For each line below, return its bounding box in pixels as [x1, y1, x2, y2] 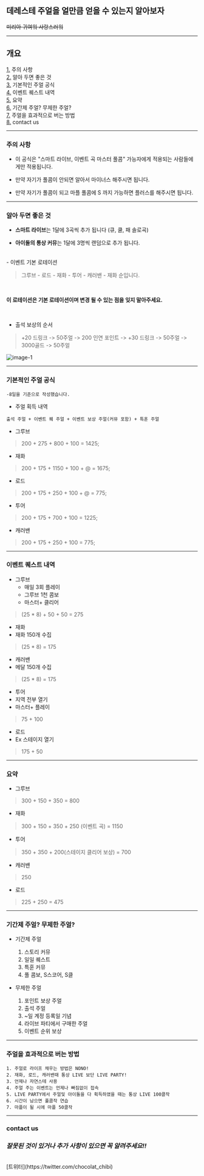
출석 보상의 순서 [15, 321, 53, 328]
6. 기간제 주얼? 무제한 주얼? [6, 104, 72, 111]
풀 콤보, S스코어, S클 [24, 971, 73, 979]
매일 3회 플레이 [24, 583, 61, 590]
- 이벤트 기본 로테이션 [6, 258, 58, 266]
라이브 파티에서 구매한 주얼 [24, 1020, 88, 1027]
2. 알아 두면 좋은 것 [6, 73, 52, 80]
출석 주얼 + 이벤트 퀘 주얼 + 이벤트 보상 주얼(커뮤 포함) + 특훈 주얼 [6, 416, 160, 422]
